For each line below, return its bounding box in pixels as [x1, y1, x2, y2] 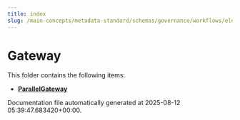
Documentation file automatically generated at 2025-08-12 [7, 99, 181, 107]
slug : [7, 17, 24, 24]
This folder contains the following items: [7, 71, 126, 80]
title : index [7, 10, 46, 18]
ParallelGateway [17, 84, 68, 93]
